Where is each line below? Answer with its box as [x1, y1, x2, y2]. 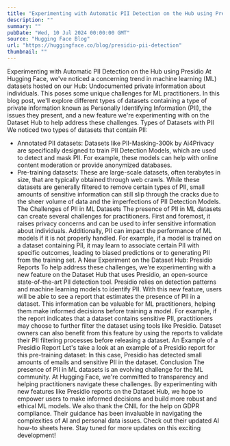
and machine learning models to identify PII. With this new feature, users [16, 285, 222, 293]
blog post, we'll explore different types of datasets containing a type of [7, 96, 207, 104]
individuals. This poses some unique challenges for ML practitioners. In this [7, 89, 220, 97]
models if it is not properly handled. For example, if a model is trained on [16, 234, 222, 242]
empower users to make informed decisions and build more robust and [16, 394, 217, 403]
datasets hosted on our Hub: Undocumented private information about [7, 82, 206, 90]
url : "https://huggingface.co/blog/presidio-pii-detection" [7, 42, 183, 49]
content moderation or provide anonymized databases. [16, 161, 172, 169]
